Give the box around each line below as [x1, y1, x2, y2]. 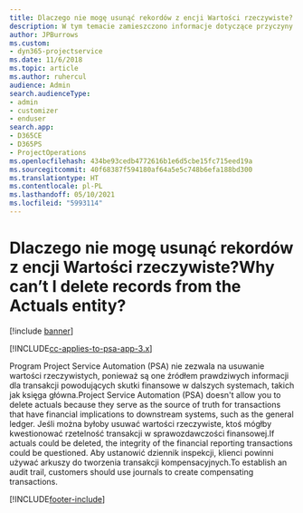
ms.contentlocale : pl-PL [9, 182, 103, 191]
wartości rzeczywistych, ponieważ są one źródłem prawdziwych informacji [9, 370, 289, 381]
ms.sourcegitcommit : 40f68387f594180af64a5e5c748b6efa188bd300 [9, 165, 253, 174]
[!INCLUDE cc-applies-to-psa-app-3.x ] [9, 343, 153, 353]
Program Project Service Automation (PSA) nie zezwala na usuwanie [9, 360, 265, 372]
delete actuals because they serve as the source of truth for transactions [9, 399, 281, 410]
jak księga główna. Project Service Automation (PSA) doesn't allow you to [9, 389, 281, 400]
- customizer [9, 106, 59, 115]
